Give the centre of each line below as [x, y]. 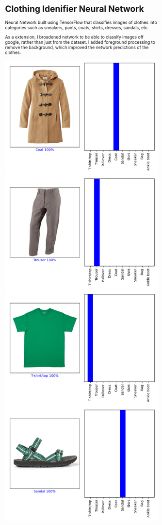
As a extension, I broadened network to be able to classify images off [74, 37]
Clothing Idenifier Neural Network [74, 9]
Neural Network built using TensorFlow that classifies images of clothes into [81, 22]
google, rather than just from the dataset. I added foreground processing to [80, 42]
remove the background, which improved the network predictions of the [77, 47]
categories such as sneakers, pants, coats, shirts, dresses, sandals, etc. [77, 27]
